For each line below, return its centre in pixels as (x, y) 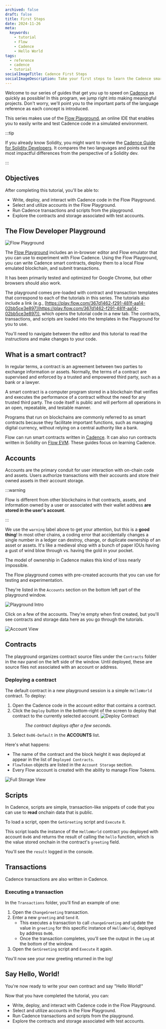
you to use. (17, 324)
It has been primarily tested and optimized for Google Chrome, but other (79, 278)
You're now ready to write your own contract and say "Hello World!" (74, 986)
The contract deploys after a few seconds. (68, 726)
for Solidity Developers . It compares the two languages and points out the (80, 148)
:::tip (10, 133)
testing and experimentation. (34, 580)
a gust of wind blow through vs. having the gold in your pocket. (69, 550)
